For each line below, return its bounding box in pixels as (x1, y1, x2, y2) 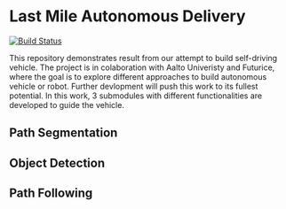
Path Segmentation (9, 126, 118, 141)
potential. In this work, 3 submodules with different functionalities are (9, 90, 263, 101)
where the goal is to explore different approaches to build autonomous (9, 71, 267, 81)
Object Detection (9, 155, 105, 170)
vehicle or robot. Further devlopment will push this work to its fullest (9, 81, 258, 91)
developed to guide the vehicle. (9, 99, 124, 110)
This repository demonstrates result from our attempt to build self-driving (9, 52, 278, 63)
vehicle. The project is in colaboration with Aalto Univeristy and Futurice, (9, 62, 275, 73)
